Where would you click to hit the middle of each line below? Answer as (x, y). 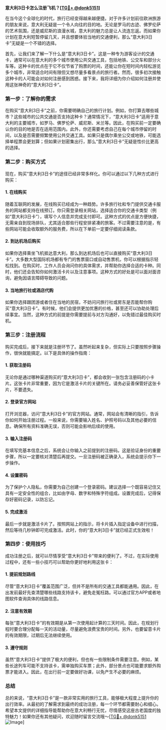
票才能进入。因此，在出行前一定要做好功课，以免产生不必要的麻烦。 (74, 672)
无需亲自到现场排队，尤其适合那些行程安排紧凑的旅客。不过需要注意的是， (81, 222)
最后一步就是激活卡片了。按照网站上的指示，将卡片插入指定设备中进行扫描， (83, 524)
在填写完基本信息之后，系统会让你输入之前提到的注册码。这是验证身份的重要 (83, 451)
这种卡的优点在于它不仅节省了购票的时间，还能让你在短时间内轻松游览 (89, 66)
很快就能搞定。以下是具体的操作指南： (53, 353)
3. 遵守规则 (17, 648)
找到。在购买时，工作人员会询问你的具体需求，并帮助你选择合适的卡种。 (83, 265)
